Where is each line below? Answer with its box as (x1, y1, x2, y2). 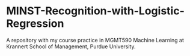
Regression (6, 17, 64, 30)
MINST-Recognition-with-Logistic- (6, 4, 185, 18)
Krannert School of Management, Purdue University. (6, 43, 136, 50)
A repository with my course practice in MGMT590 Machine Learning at (6, 36, 185, 43)
